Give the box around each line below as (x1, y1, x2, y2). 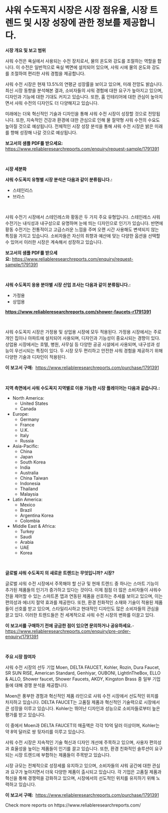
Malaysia (20, 491, 39, 497)
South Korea (20, 459, 46, 465)
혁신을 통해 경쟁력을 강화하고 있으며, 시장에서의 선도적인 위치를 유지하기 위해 (5, 775, 155, 781)
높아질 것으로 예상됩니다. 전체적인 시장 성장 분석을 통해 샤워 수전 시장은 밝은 (5, 123, 154, 129)
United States (20, 400, 49, 406)
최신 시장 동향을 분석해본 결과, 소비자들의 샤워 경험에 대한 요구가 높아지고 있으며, (5, 87, 163, 93)
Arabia (20, 539, 34, 545)
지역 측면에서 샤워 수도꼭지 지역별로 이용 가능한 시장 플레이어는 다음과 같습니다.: (5, 385, 160, 391)
